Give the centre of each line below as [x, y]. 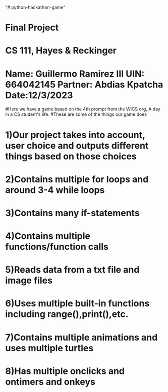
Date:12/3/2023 [39, 95]
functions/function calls [57, 247]
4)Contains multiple [48, 236]
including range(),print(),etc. [67, 314]
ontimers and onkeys [50, 382]
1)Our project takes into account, [75, 135]
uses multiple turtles [49, 348]
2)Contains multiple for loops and [77, 179]
